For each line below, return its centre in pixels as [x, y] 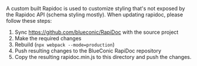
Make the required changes [48, 38]
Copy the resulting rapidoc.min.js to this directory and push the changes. [103, 57]
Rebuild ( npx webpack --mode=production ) [64, 44]
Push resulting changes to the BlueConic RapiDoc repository [88, 51]
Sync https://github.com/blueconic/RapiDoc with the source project [96, 32]
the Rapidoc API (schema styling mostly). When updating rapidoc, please [95, 15]
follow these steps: [29, 21]
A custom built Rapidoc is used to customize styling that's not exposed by [96, 8]
